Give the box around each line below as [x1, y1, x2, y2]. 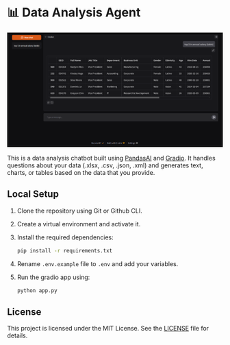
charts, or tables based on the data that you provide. [7, 168, 155, 176]
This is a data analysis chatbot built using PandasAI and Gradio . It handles [7, 154, 216, 162]
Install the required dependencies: [16, 233, 114, 241]
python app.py [16, 287, 57, 294]
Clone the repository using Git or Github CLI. [16, 206, 142, 215]
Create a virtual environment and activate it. [16, 219, 141, 228]
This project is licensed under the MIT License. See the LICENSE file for [7, 324, 209, 333]
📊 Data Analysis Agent [7, 5, 141, 21]
